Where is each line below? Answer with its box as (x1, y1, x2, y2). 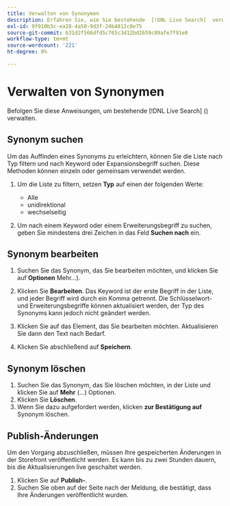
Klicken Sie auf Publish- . (16, 476, 88, 485)
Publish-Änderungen (7, 430, 99, 441)
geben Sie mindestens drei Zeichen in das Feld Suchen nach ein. (16, 228, 201, 237)
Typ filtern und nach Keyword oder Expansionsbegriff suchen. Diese (7, 159, 200, 168)
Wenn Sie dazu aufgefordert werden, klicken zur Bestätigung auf (16, 403, 202, 411)
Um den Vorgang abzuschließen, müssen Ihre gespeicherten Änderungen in (7, 448, 222, 457)
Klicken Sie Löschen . (16, 395, 77, 404)
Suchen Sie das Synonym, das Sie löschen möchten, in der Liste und (16, 381, 211, 389)
